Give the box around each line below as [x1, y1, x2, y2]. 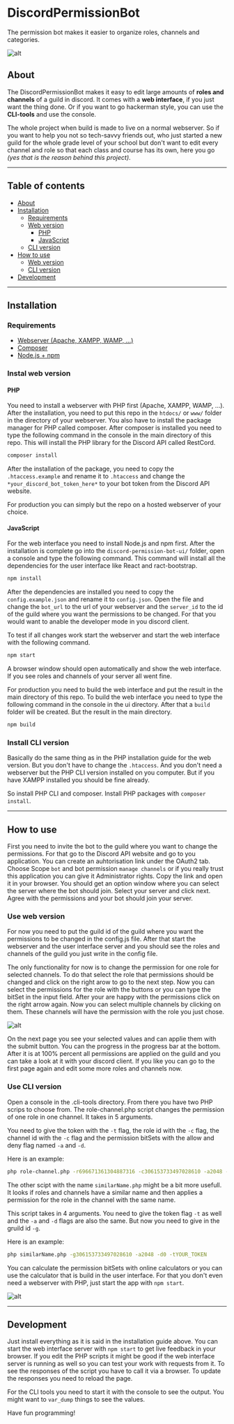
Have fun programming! [7, 1409, 75, 1417]
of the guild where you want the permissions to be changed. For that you [7, 610, 216, 619]
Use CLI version [7, 1082, 62, 1092]
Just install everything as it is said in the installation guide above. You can [7, 1337, 218, 1346]
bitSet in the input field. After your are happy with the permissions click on [7, 993, 220, 1001]
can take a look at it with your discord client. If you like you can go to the [7, 1057, 215, 1066]
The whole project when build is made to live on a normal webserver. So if [7, 124, 220, 132]
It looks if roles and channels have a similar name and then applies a [7, 1188, 203, 1196]
